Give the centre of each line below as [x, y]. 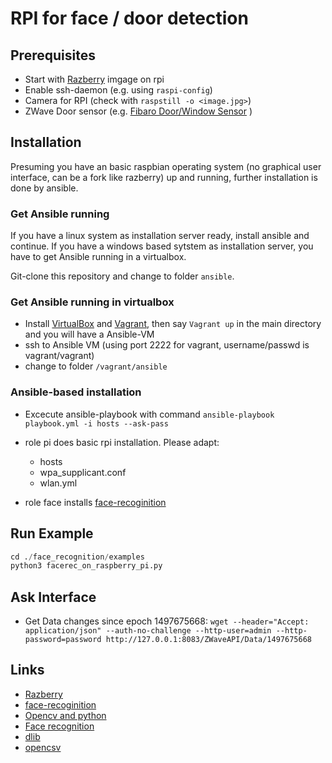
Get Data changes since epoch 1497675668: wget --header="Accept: [167, 621]
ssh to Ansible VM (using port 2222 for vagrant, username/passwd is [167, 345]
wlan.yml [58, 483]
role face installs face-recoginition [95, 502]
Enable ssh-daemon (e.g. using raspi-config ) [118, 90]
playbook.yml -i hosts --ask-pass [96, 423]
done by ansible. [44, 188]
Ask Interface [53, 597]
